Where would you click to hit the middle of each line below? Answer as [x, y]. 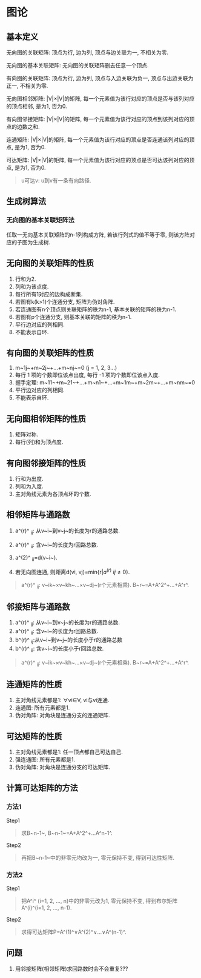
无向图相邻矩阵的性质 [46, 419]
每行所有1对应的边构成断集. [49, 294]
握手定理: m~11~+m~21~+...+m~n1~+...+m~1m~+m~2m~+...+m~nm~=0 [105, 383]
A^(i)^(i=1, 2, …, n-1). [46, 908]
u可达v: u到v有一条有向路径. [56, 180]
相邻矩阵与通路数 [38, 515]
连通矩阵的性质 [34, 684]
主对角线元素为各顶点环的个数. [53, 494]
